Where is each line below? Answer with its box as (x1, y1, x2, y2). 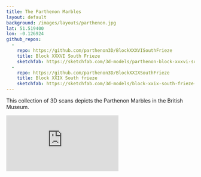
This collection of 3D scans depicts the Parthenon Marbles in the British (6, 97, 184, 104)
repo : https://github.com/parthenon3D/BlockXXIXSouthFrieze (17, 70, 170, 76)
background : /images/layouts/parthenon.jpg (6, 20, 117, 26)
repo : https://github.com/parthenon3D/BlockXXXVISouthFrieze (17, 48, 172, 54)
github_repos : (6, 36, 42, 42)
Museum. (6, 104, 30, 110)
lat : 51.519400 (6, 25, 44, 32)
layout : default (6, 14, 47, 20)
